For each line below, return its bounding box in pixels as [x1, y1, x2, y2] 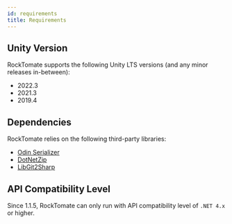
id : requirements [7, 10, 58, 17]
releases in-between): [7, 68, 71, 76]
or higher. [7, 209, 35, 217]
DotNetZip [17, 155, 47, 164]
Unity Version [7, 42, 68, 54]
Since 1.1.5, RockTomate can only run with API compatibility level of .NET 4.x [7, 201, 226, 209]
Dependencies [7, 116, 72, 128]
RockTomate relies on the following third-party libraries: [7, 135, 167, 143]
